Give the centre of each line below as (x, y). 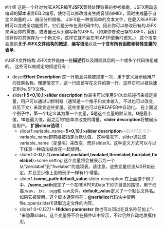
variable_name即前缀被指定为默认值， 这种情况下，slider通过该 (83, 137)
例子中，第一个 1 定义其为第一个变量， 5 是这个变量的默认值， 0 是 (80, 113)
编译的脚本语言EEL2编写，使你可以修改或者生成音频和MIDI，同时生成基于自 (81, 13)
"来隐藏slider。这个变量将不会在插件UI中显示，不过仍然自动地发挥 (86, 215)
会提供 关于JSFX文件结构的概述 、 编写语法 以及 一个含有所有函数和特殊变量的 (81, 44)
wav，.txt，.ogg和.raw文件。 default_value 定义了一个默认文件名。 (91, 191)
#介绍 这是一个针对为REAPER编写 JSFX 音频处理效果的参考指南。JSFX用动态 (81, 7)
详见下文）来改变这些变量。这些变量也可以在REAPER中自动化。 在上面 (83, 107)
